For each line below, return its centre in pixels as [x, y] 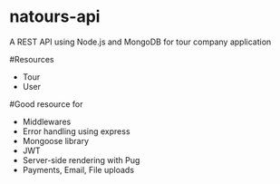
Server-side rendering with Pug [81, 160]
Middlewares [47, 121]
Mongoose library [55, 140]
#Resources [32, 59]
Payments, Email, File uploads [78, 169]
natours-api [55, 17]
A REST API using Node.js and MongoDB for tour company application [140, 42]
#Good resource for [46, 104]
